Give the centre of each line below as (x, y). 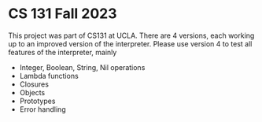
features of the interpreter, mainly (63, 52)
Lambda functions (49, 76)
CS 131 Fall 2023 (63, 14)
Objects (32, 92)
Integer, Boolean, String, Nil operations (82, 67)
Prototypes (37, 101)
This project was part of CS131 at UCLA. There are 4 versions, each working (131, 35)
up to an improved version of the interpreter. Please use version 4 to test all (130, 43)
